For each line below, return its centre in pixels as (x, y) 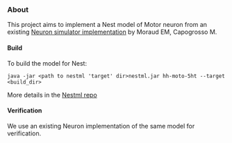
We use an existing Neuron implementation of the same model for (101, 126)
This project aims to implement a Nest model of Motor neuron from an (107, 25)
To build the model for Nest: (47, 63)
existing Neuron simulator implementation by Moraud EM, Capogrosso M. (112, 32)
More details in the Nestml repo (52, 95)
